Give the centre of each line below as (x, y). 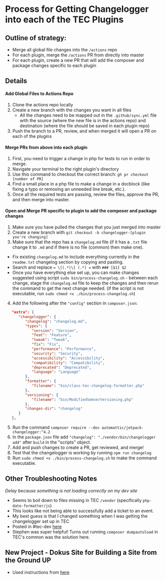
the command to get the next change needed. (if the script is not (78, 288)
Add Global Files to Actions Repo (39, 93)
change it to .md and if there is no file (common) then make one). (78, 247)
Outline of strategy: (36, 38)
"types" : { (36, 326)
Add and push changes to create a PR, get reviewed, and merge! (78, 447)
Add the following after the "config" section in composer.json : (75, 303)
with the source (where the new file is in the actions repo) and (83, 120)
